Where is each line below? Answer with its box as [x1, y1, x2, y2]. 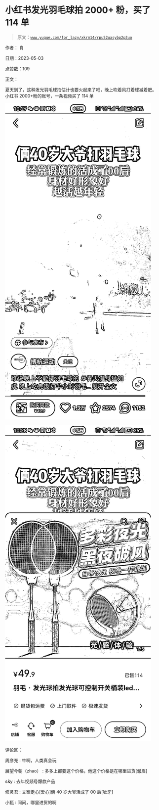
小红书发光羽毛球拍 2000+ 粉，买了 [5, 4, 151, 16]
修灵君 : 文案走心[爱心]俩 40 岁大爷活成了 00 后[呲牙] [5, 789, 114, 795]
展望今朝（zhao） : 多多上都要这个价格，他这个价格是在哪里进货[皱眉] [5, 767, 148, 774]
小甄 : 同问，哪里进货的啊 [5, 799, 57, 805]
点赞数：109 [5, 65, 30, 72]
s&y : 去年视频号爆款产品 [5, 778, 55, 784]
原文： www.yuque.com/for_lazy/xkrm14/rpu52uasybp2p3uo [17, 34, 132, 40]
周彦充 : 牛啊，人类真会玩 [5, 757, 57, 763]
